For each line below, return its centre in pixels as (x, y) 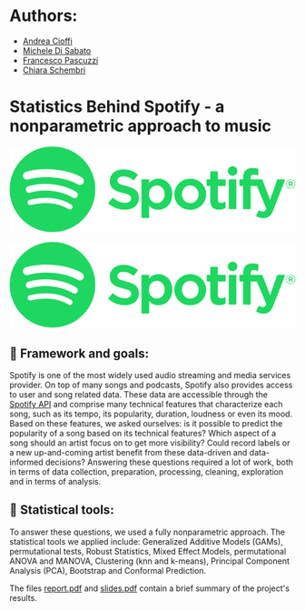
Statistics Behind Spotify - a (117, 107)
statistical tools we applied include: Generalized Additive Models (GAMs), (146, 541)
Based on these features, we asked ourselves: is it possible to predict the (146, 424)
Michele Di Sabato (57, 50)
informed (26, 462)
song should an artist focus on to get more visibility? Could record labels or (150, 443)
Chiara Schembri (54, 70)
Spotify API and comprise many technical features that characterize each (146, 405)
